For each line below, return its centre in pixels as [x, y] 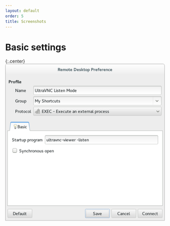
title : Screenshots [26, 21]
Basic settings [36, 47]
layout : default [22, 11]
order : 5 [14, 16]
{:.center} [15, 61]
